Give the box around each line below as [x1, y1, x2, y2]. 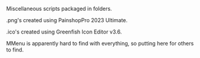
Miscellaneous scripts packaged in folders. [6, 5, 113, 12]
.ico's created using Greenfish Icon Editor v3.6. [6, 28, 122, 35]
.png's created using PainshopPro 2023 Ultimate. [6, 17, 128, 23]
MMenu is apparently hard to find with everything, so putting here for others [6, 40, 194, 47]
